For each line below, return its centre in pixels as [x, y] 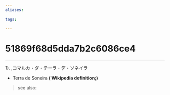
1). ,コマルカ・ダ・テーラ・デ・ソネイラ [47, 68]
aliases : [14, 10]
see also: [27, 88]
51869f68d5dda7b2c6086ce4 [70, 49]
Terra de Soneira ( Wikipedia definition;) [55, 78]
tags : [11, 19]
